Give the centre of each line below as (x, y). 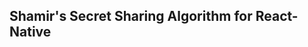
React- (277, 16)
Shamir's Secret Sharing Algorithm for (131, 16)
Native (30, 32)
